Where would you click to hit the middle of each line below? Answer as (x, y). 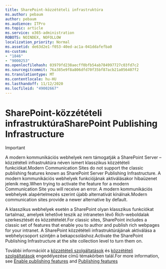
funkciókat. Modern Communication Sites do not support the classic (74, 168)
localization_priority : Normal (38, 42)
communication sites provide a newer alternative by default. (66, 200)
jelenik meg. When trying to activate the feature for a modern (67, 184)
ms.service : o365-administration (40, 33)
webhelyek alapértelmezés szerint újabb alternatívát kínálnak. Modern (76, 194)
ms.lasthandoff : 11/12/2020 (34, 84)
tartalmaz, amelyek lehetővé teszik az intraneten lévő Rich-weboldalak (77, 215)
